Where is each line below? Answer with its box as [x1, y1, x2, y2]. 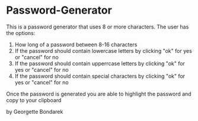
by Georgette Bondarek [6, 108, 63, 115]
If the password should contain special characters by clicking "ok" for [14, 72, 186, 79]
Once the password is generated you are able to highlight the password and [6, 90, 191, 97]
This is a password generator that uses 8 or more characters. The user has [6, 23, 189, 30]
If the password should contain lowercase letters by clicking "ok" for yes [14, 47, 193, 54]
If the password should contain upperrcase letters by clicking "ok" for [14, 60, 186, 67]
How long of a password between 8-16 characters [14, 41, 138, 48]
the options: [6, 29, 36, 36]
